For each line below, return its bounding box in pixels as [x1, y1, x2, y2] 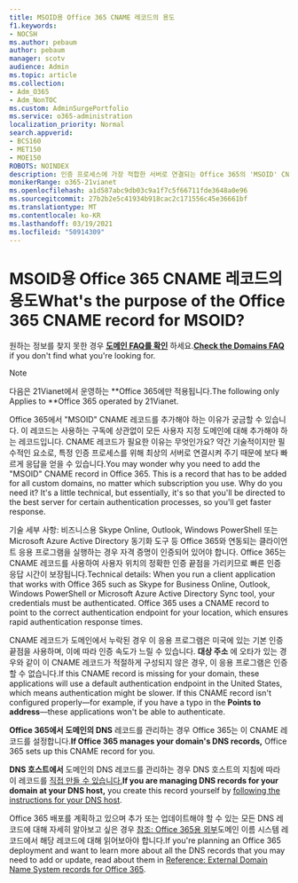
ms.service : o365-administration [9, 112, 133, 121]
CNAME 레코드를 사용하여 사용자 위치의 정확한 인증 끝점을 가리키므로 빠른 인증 [9, 558, 282, 569]
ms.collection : [9, 79, 66, 88]
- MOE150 [9, 153, 42, 162]
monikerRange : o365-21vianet [9, 178, 117, 187]
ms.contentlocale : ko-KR [9, 210, 101, 220]
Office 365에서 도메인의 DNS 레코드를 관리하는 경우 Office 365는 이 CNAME [9, 725, 279, 736]
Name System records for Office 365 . [9, 864, 146, 875]
